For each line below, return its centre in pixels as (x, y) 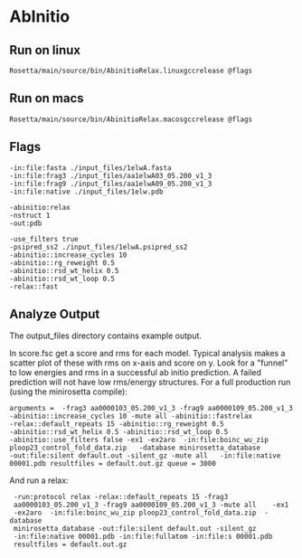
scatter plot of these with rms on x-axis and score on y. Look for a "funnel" (149, 363)
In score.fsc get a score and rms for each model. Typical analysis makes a (147, 354)
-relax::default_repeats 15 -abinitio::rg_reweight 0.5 (117, 424)
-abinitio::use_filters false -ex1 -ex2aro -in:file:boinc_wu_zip (139, 440)
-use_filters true (44, 239)
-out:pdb (26, 223)
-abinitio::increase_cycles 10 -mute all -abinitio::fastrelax (131, 416)
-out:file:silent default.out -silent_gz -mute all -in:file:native (145, 456)
